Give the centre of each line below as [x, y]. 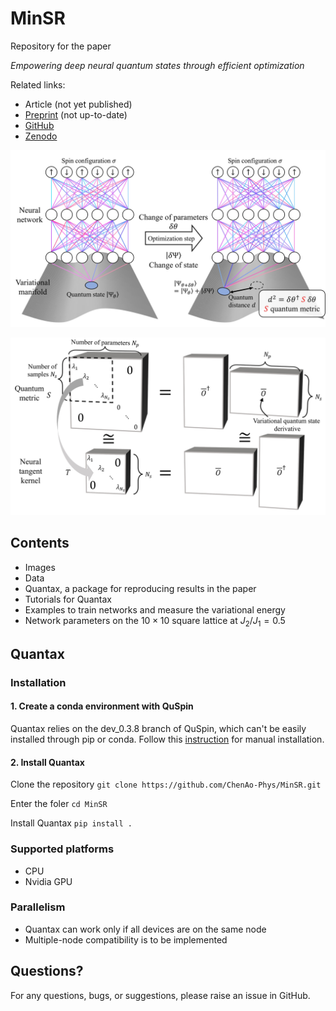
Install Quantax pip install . [71, 823]
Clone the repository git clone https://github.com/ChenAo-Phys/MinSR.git [166, 784]
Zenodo [41, 136]
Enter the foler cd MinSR [59, 804]
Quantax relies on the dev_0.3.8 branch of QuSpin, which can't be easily [158, 729]
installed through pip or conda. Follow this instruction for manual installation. [167, 739]
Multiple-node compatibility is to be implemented [126, 939]
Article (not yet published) [78, 104]
